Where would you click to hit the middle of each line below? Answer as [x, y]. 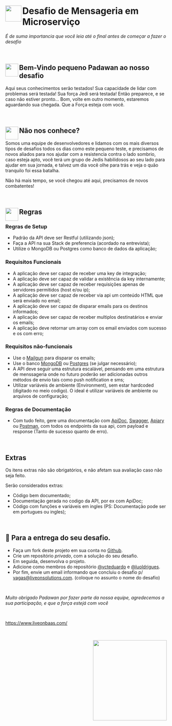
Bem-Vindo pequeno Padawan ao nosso [84, 68]
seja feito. [16, 475]
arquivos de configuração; [40, 396]
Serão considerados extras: [35, 485]
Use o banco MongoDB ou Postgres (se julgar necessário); [75, 363]
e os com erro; [28, 333]
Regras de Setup [26, 226]
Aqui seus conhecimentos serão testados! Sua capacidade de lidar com [81, 88]
